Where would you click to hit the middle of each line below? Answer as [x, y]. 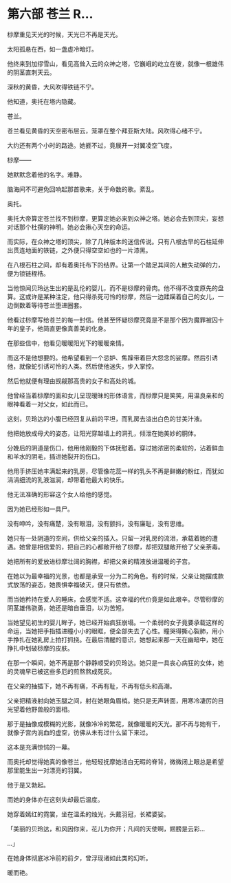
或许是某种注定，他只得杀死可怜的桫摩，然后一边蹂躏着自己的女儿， [121, 296]
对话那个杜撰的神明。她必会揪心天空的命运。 [70, 227]
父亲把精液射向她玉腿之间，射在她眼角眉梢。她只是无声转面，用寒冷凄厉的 [112, 700]
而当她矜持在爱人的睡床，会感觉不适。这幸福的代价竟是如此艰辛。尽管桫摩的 [115, 599]
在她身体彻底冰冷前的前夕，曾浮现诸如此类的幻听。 [79, 858]
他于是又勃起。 [28, 785]
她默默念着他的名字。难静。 [46, 174]
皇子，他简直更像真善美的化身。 [64, 328]
